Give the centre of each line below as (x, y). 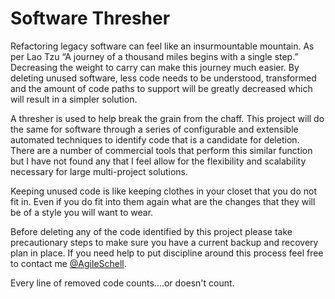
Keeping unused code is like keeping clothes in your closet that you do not (163, 191)
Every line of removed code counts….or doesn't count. (122, 283)
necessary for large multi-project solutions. (99, 171)
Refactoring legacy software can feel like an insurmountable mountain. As (162, 46)
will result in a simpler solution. (74, 99)
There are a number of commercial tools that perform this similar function (161, 150)
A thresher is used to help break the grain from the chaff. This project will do (167, 118)
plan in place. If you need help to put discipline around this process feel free (167, 253)
